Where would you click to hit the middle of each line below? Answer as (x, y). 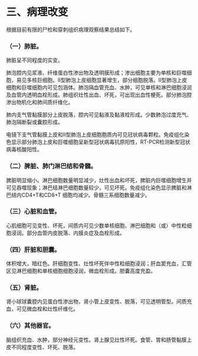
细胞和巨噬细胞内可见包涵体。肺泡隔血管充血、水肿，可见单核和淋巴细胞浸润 (99, 88)
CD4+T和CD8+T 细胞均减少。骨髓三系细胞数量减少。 (86, 195)
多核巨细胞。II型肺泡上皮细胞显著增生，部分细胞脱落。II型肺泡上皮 (107, 80)
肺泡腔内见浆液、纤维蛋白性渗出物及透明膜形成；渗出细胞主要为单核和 (91, 73)
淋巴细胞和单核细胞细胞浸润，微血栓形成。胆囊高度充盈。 (86, 271)
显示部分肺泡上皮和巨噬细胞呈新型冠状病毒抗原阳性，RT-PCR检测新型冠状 (100, 142)
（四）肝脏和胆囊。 (33, 249)
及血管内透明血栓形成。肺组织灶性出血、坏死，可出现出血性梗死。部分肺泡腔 (99, 95)
